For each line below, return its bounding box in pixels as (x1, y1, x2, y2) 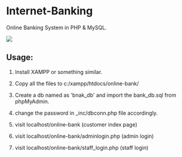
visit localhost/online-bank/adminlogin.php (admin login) (14, 133, 154, 140)
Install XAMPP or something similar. (14, 68, 103, 75)
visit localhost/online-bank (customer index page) (14, 121, 138, 128)
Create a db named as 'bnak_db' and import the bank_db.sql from (14, 91, 177, 98)
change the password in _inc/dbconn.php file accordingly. (14, 109, 158, 116)
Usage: (6, 53, 34, 63)
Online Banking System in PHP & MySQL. (6, 24, 107, 31)
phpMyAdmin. (14, 97, 50, 105)
